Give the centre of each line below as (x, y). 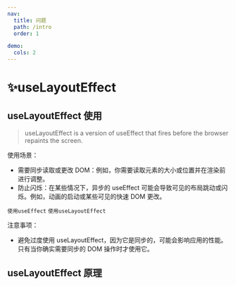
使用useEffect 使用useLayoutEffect (57, 211)
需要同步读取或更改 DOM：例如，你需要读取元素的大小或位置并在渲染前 (122, 170)
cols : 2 (25, 53)
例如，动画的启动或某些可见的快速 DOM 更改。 (98, 197)
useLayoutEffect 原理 (55, 273)
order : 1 (26, 33)
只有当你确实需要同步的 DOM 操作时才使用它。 (85, 249)
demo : (15, 46)
